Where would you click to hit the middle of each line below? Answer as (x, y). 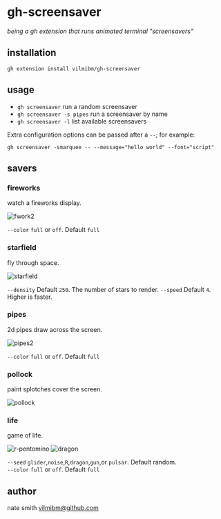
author (22, 491)
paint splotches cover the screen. (55, 389)
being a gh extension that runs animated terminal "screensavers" (100, 31)
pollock (20, 374)
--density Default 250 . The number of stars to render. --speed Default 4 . (109, 289)
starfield (22, 248)
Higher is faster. (30, 297)
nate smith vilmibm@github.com (53, 508)
